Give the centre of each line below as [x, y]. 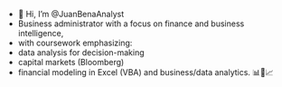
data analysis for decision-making [81, 53]
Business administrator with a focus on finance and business [131, 24]
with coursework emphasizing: [75, 43]
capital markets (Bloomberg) [71, 62]
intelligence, [41, 33]
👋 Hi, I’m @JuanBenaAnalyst [71, 14]
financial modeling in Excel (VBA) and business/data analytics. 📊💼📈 [146, 72]
